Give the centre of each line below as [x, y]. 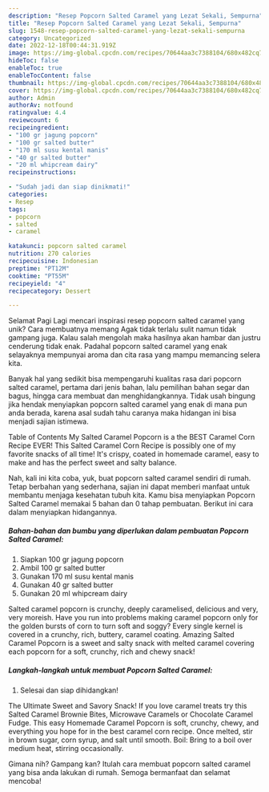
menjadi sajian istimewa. [49, 421]
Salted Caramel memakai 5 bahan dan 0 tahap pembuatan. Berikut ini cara [131, 504]
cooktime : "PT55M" [39, 276]
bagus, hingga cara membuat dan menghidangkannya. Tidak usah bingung [132, 396]
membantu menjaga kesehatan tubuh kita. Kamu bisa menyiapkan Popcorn [132, 495]
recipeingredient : [39, 128]
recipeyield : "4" [37, 283]
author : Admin [32, 98]
